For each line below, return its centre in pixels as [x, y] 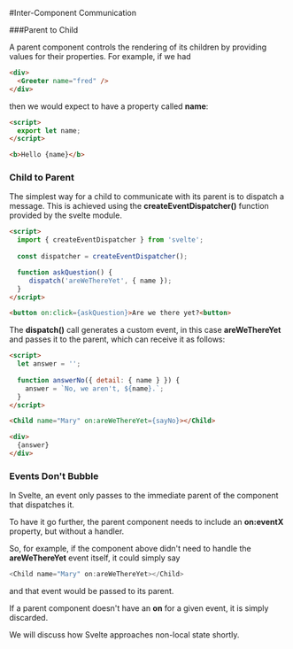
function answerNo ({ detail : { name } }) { [98, 380]
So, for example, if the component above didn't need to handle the [130, 549]
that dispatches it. [42, 505]
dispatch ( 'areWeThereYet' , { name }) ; [100, 281]
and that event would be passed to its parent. [92, 591]
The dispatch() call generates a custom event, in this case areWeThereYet [145, 330]
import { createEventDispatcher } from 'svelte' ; [110, 240]
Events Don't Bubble [54, 475]
